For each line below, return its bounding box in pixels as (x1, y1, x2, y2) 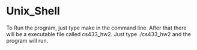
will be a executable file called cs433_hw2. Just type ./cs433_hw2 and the (6, 30, 191, 37)
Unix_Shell (6, 4, 60, 18)
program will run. (6, 37, 49, 44)
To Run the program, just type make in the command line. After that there (6, 24, 187, 31)
